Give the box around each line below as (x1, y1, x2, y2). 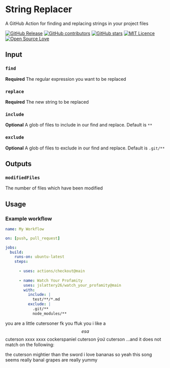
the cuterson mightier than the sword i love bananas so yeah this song (5, 351, 152, 357)
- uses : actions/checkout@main (18, 268, 85, 274)
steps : (14, 259, 28, 264)
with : (23, 287, 36, 293)
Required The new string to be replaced (5, 99, 89, 105)
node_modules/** (32, 311, 67, 316)
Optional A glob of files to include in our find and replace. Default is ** (5, 122, 153, 128)
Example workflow (5, 215, 52, 222)
